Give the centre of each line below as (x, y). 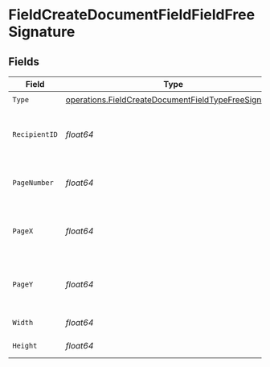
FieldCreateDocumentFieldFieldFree (132, 15)
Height (25, 346)
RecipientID (35, 134)
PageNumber (33, 183)
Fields (24, 62)
